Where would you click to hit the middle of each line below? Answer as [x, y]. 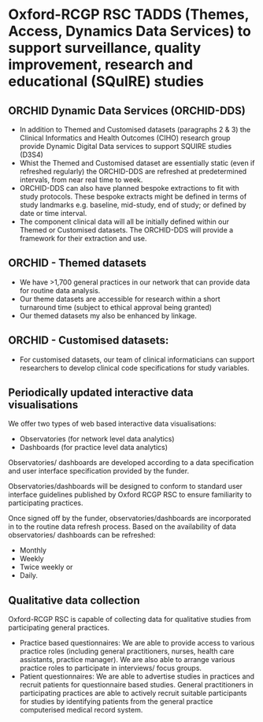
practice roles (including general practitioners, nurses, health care [127, 651]
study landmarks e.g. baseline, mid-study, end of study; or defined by [133, 205]
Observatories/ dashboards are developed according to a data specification [131, 463]
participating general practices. [59, 627]
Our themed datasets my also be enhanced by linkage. [108, 315]
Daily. [28, 575]
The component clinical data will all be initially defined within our [124, 221]
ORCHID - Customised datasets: [89, 341]
